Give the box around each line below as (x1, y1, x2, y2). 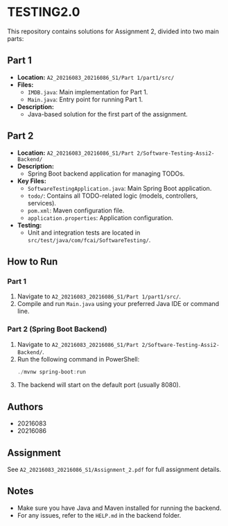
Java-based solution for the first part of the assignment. (27, 110, 188, 118)
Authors (7, 400, 44, 413)
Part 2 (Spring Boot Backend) (7, 324, 107, 334)
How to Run (7, 255, 58, 267)
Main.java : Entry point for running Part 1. (27, 95, 143, 103)
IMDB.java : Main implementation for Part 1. (27, 87, 148, 96)
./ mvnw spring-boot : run (17, 368, 87, 375)
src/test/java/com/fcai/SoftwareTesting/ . (27, 235, 151, 244)
